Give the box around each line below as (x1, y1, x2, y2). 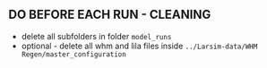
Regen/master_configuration (21, 49, 126, 59)
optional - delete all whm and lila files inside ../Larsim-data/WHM (21, 40, 258, 51)
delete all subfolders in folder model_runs (21, 30, 172, 41)
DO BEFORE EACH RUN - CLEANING (8, 7, 211, 22)
